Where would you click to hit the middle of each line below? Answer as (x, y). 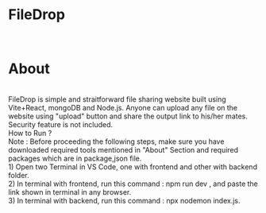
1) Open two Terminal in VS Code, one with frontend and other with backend (133, 167)
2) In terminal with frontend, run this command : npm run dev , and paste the (133, 184)
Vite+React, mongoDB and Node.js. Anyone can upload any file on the (123, 107)
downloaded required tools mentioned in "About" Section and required (123, 149)
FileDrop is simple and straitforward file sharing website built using (117, 99)
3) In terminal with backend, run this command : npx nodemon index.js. (124, 200)
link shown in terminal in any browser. (70, 192)
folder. (19, 175)
